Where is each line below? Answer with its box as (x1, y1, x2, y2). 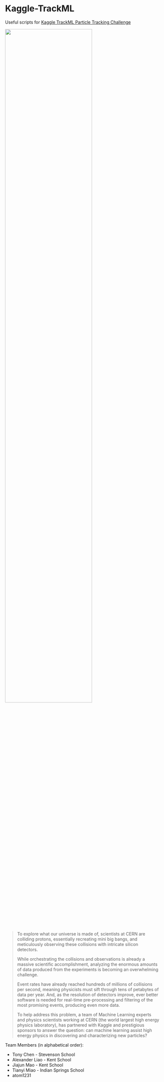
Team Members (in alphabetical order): (5, 1042, 84, 1048)
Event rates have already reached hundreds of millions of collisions (17, 981, 153, 987)
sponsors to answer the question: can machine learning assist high (17, 1027, 152, 1033)
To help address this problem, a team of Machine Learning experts (17, 1011, 152, 1017)
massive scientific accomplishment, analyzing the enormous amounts (17, 961, 158, 967)
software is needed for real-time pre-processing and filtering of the (17, 997, 153, 1002)
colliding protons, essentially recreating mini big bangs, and (17, 936, 138, 942)
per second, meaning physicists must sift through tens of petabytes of (17, 986, 159, 992)
